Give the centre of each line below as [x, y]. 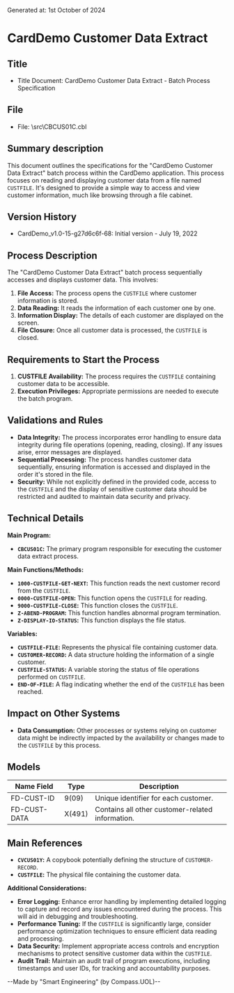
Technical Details [46, 518]
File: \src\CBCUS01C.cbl [52, 126]
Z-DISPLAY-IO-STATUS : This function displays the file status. [102, 620]
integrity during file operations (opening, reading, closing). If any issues [120, 445]
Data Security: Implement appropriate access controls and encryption [118, 946]
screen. [28, 323]
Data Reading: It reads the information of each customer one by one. [116, 308]
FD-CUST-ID [33, 799]
